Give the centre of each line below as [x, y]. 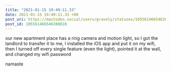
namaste [15, 64]
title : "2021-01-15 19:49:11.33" [41, 10]
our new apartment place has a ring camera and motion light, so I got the [82, 38]
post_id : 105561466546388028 [36, 24]
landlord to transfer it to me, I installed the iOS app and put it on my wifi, [81, 44]
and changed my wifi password [38, 54]
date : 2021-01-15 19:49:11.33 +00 [42, 15]
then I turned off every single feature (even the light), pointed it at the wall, [83, 49]
